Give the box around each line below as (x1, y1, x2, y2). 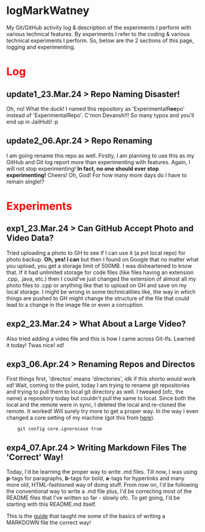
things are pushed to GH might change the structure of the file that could (6, 294, 190, 302)
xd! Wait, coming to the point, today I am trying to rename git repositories (6, 382, 190, 389)
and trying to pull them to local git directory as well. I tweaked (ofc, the (6, 388, 184, 395)
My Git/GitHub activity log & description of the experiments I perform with (6, 24, 192, 31)
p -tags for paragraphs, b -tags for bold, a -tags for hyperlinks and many (6, 475, 185, 482)
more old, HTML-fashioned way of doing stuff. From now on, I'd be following (6, 481, 198, 489)
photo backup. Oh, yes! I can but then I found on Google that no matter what (6, 256, 199, 263)
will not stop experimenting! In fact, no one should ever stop (6, 165, 159, 172)
